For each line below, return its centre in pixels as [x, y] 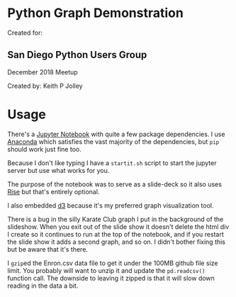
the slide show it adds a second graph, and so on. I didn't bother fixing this [116, 242]
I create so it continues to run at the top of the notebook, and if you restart [116, 234]
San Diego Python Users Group [77, 55]
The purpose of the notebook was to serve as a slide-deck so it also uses [114, 184]
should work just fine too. [44, 149]
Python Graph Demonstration [96, 13]
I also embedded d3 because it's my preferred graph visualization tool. [111, 205]
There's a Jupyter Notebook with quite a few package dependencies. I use [116, 134]
